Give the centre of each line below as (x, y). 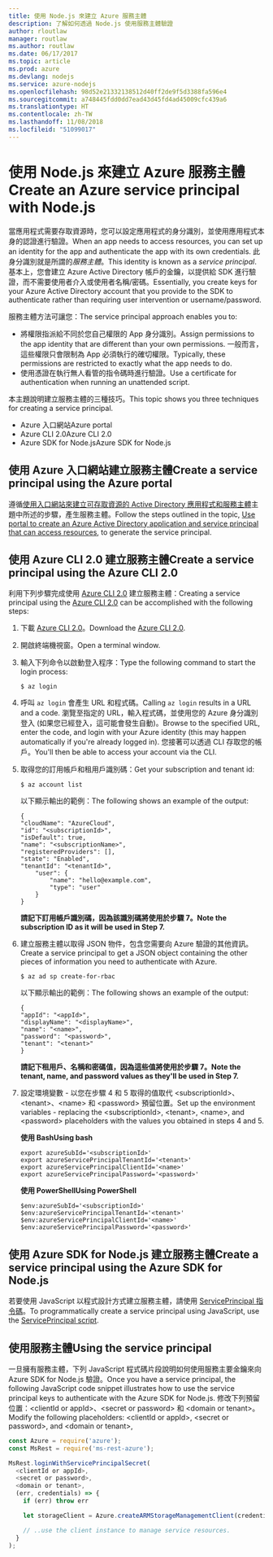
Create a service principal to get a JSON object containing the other (134, 953)
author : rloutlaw (38, 31)
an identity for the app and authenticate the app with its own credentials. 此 (134, 251)
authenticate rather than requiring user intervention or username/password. (135, 300)
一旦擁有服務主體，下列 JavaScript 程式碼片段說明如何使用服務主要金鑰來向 (135, 1369)
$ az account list (51, 785)
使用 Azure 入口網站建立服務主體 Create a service (133, 470)
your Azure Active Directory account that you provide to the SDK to (121, 291)
